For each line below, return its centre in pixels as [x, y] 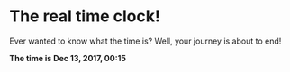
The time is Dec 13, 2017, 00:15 [68, 58]
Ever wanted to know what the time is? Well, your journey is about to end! [145, 41]
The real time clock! [85, 16]
